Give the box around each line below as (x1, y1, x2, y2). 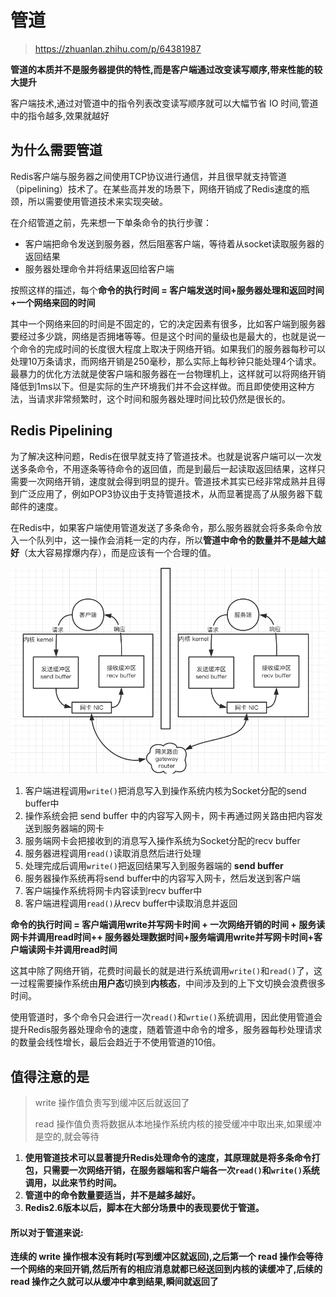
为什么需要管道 (10, 142, 103, 159)
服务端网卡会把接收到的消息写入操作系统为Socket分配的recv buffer (24, 835, 301, 847)
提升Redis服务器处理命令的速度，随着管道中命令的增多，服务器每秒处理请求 (10, 1024, 323, 1036)
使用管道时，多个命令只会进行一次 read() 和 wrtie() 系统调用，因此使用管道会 (10, 1011, 323, 1023)
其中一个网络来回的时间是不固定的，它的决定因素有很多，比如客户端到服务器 (10, 317, 326, 330)
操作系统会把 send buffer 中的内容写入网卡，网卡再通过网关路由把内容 (24, 810, 315, 822)
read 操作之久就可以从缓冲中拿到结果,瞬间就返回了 (10, 1276, 219, 1288)
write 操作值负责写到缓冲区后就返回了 (34, 1097, 190, 1109)
